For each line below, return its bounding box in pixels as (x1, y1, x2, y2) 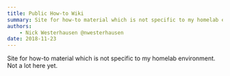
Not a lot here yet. (7, 62, 58, 70)
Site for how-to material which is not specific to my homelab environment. (7, 54, 216, 62)
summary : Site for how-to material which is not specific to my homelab (7, 16, 219, 23)
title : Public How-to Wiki (7, 10, 84, 17)
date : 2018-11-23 (7, 36, 57, 42)
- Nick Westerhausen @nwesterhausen (19, 29, 125, 36)
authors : (7, 23, 32, 29)
